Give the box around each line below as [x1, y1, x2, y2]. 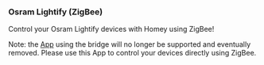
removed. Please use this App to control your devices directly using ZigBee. [8, 48, 257, 58]
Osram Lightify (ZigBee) [8, 6, 103, 17]
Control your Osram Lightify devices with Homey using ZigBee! [8, 25, 215, 34]
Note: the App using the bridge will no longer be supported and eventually [8, 40, 251, 49]
